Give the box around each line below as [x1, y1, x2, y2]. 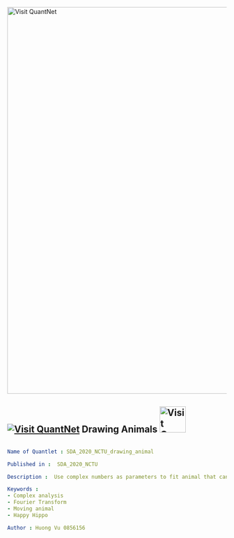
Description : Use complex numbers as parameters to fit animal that [7, 473, 217, 480]
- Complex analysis [7, 492, 64, 500]
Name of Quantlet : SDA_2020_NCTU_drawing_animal [7, 448, 155, 455]
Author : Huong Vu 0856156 [7, 524, 86, 531]
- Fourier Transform [7, 499, 68, 506]
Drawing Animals [81, 424, 158, 436]
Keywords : [7, 486, 39, 493]
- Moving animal [7, 505, 54, 512]
